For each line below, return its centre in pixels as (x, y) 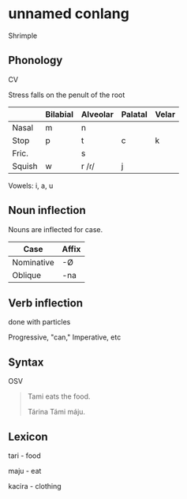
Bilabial (59, 114)
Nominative (34, 262)
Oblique (27, 275)
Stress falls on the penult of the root (67, 95)
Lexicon (28, 436)
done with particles (39, 322)
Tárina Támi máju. (56, 412)
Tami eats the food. (59, 396)
